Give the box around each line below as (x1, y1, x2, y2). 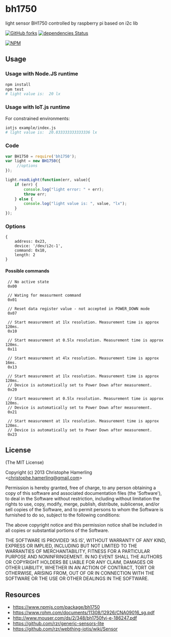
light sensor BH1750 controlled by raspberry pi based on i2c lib (5, 20, 138, 26)
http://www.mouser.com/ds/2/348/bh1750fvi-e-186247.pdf (12, 615, 137, 621)
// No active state (7, 279, 50, 284)
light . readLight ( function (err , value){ (5, 178, 91, 183)
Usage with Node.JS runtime (5, 70, 78, 78)
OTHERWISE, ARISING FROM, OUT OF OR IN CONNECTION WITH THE (5, 570, 155, 576)
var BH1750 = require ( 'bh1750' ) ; (5, 153, 77, 159)
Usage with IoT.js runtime (5, 104, 70, 111)
